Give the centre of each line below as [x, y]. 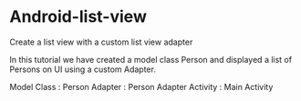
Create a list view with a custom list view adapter [101, 42]
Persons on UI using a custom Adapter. [83, 69]
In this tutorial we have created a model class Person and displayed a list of [151, 59]
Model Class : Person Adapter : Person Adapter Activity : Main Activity [141, 86]
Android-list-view [78, 17]
